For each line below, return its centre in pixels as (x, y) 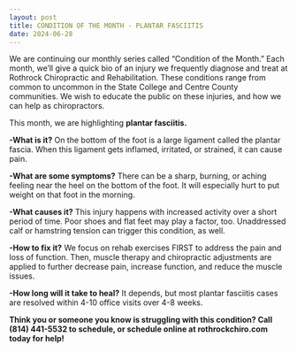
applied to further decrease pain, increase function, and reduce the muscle (146, 267)
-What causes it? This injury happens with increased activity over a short (143, 212)
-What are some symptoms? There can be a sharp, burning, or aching (138, 176)
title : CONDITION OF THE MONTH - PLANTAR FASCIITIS (106, 26)
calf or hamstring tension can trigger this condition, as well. (117, 231)
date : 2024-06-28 (41, 34)
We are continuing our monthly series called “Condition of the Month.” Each (147, 59)
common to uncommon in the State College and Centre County (124, 87)
